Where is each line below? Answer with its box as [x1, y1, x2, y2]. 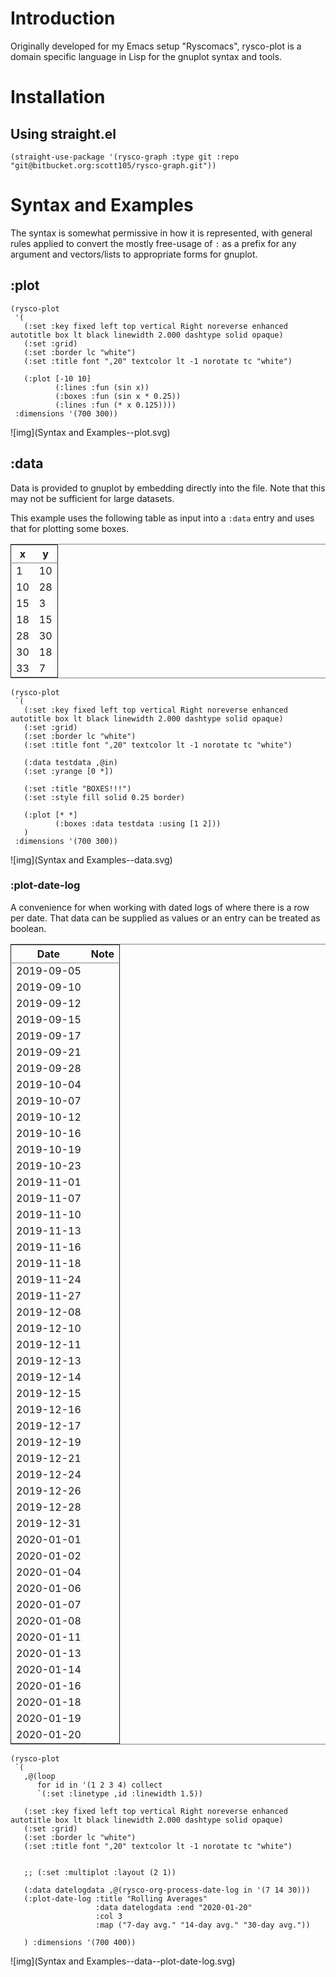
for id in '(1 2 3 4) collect [36, 1780, 163, 1790]
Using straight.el [10, 125, 117, 142]
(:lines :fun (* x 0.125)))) [54, 400, 177, 410]
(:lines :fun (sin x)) [54, 382, 150, 392]
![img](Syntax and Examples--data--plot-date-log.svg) [10, 1955, 236, 1967]
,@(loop [23, 1771, 56, 1781]
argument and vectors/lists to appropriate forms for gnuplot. [10, 248, 258, 260]
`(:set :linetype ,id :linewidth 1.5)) [36, 1788, 203, 1799]
